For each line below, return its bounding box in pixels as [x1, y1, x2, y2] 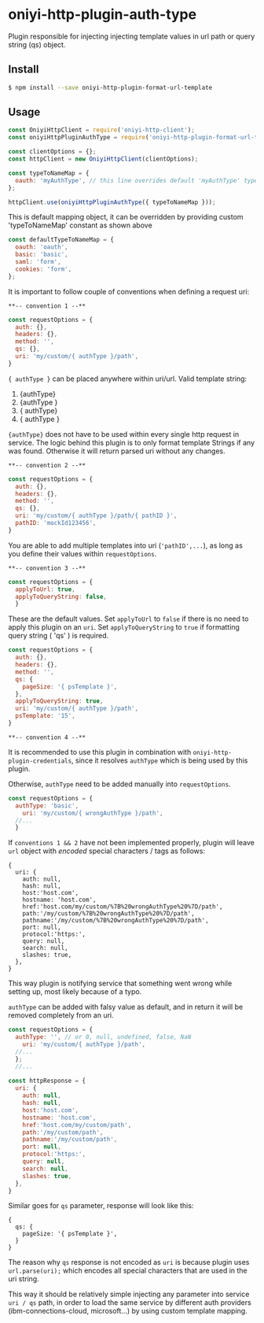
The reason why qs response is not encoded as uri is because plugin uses [8, 1258, 250, 1267]
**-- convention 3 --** [8, 564, 86, 572]
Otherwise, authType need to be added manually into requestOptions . [8, 779, 231, 789]
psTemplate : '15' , [15, 712, 76, 720]
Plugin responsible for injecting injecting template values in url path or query [8, 31, 255, 41]
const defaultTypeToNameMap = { [8, 236, 114, 244]
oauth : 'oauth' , [15, 243, 68, 251]
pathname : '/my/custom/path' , [22, 1136, 118, 1144]
